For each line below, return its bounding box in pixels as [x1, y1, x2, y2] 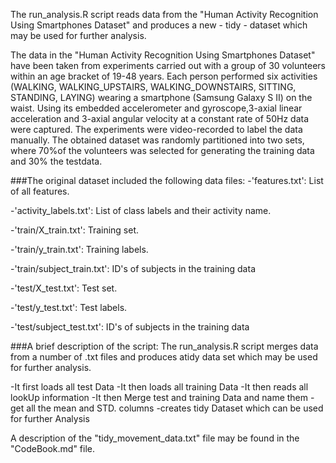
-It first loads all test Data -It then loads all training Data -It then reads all [10, 381, 309, 393]
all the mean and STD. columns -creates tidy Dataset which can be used [26, 402, 324, 414]
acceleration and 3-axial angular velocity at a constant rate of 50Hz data [10, 113, 310, 124]
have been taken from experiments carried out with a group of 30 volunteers [10, 60, 326, 71]
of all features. [10, 185, 70, 197]
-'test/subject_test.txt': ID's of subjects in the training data [10, 321, 250, 333]
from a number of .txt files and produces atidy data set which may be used [10, 351, 318, 363]
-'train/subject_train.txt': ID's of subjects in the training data [10, 263, 256, 274]
